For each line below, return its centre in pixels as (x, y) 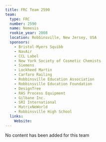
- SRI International (35, 103)
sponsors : (20, 42)
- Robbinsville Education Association (54, 79)
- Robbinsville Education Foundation (53, 84)
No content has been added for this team (47, 135)
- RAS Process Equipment (40, 93)
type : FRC (20, 19)
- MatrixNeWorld (31, 107)
